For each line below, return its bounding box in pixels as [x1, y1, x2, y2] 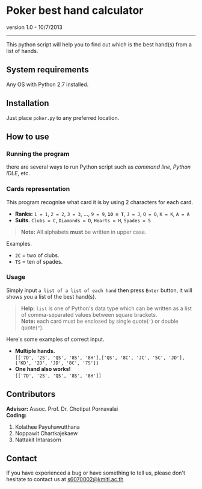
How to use [6, 131, 49, 142]
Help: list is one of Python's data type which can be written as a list [20, 305, 192, 312]
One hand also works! [14, 365, 71, 372]
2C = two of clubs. [14, 251, 60, 259]
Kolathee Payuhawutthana [14, 423, 80, 431]
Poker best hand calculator [6, 4, 144, 17]
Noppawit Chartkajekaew [14, 429, 78, 437]
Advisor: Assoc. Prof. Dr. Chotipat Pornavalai [6, 405, 118, 413]
